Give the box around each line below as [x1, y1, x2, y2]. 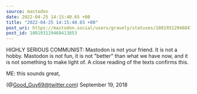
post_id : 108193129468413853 [6, 30, 77, 36]
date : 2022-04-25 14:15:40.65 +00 [6, 14, 91, 20]
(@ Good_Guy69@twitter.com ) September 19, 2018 [6, 81, 128, 88]
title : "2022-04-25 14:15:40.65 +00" [6, 19, 98, 25]
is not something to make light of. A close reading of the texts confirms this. [6, 59, 189, 66]
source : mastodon [6, 8, 49, 15]
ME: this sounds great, [6, 70, 60, 77]
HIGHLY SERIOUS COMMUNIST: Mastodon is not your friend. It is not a [6, 46, 178, 53]
